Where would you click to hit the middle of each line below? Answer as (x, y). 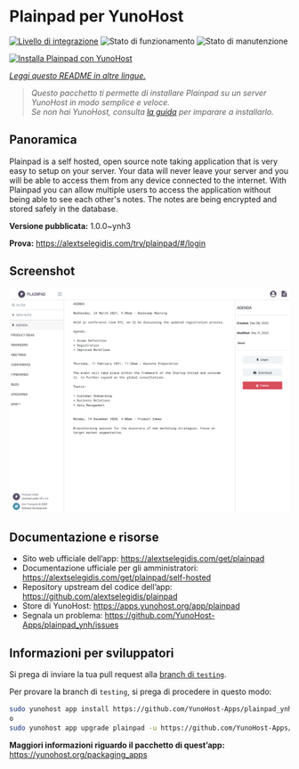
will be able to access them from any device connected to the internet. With (148, 180)
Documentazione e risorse (84, 538)
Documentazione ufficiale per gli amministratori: (110, 569)
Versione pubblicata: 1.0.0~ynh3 (70, 225)
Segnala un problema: (62, 616)
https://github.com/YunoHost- (160, 616)
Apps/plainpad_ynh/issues (70, 625)
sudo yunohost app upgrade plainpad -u (83, 728)
